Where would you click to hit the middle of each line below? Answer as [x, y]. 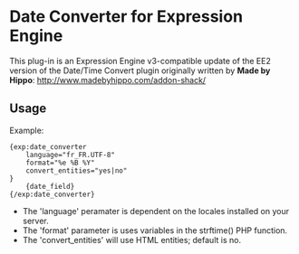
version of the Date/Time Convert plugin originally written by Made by [140, 71]
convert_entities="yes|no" [77, 170]
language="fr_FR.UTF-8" [71, 155]
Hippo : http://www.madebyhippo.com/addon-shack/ [108, 80]
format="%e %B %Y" [60, 163]
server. [36, 221]
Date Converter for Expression [126, 17]
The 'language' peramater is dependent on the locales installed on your [156, 211]
